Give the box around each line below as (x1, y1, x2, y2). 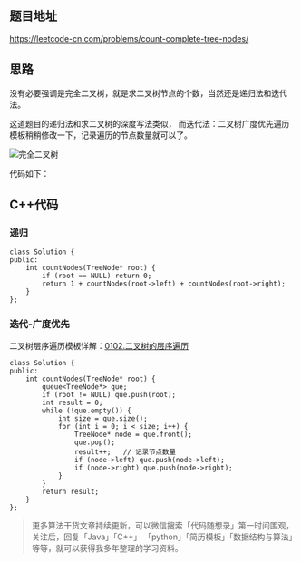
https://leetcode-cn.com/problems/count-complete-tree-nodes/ (9, 33, 249, 44)
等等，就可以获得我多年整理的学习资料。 (31, 542, 183, 553)
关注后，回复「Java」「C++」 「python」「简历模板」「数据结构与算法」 (31, 531, 293, 542)
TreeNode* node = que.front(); (73, 430, 193, 439)
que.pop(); (73, 438, 116, 447)
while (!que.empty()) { (42, 406, 131, 415)
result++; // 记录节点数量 (73, 447, 177, 456)
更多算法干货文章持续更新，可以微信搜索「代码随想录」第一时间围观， (31, 519, 295, 530)
